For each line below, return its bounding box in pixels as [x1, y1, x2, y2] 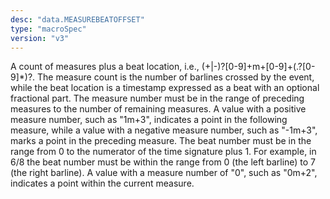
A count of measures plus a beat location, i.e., [10, 61, 200, 73]
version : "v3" [10, 33, 70, 43]
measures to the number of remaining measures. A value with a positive [10, 103, 307, 115]
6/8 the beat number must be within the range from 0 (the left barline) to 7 [10, 156, 317, 168]
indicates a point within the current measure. [10, 177, 195, 190]
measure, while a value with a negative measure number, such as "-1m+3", [10, 124, 318, 136]
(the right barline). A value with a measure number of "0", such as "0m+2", [10, 167, 318, 179]
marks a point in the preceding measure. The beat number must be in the [10, 135, 312, 147]
